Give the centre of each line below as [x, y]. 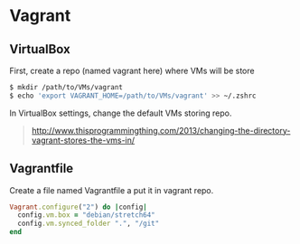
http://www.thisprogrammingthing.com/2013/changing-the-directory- [161, 130]
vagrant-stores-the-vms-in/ [83, 140]
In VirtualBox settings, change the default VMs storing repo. [121, 113]
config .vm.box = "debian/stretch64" [86, 215]
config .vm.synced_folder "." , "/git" [89, 224]
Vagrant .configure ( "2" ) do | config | [78, 207]
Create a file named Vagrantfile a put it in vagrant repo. [112, 190]
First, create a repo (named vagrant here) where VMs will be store [132, 70]
